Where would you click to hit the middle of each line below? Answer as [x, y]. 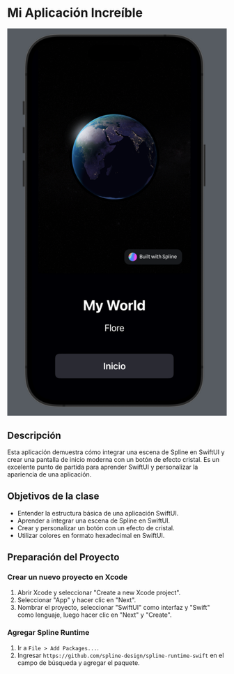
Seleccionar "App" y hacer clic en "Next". [77, 600]
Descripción [34, 435]
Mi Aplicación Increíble [75, 13]
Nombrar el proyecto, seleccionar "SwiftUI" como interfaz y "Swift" [114, 607]
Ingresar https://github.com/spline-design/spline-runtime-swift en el [120, 655]
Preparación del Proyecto [63, 557]
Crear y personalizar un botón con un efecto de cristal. [96, 527]
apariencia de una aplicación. [49, 474]
